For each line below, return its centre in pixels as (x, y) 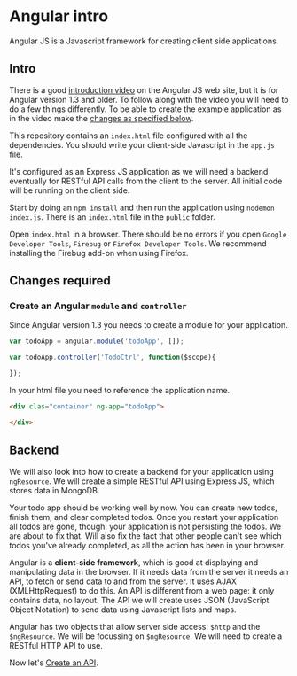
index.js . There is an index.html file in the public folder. (112, 217)
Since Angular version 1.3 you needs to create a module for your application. (148, 325)
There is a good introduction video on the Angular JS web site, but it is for (144, 89)
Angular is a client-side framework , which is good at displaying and (134, 562)
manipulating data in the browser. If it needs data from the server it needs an (149, 571)
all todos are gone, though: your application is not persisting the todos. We (145, 526)
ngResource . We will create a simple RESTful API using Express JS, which (142, 481)
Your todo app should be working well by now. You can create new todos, (143, 508)
